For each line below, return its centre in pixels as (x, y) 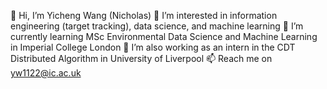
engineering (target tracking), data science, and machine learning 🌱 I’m (157, 26)
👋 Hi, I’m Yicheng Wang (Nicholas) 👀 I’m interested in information (144, 15)
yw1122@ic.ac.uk (46, 73)
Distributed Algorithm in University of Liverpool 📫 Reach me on (141, 58)
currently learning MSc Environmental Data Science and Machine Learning (164, 36)
